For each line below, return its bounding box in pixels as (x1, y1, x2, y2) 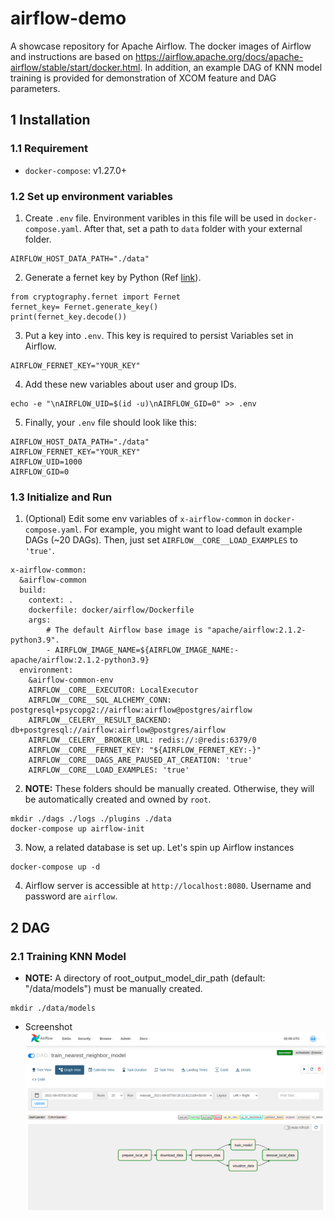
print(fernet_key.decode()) (10, 312, 128, 322)
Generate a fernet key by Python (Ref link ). (24, 271, 202, 283)
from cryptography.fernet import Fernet (10, 292, 182, 302)
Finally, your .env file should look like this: (24, 416, 197, 428)
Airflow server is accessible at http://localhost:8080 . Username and (24, 880, 312, 892)
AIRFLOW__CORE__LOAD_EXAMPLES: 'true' (28, 765, 190, 776)
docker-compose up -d (10, 862, 101, 872)
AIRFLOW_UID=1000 (10, 457, 83, 467)
